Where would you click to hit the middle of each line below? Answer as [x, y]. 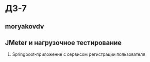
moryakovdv [25, 26]
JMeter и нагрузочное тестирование [63, 42]
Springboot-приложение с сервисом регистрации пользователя [79, 54]
